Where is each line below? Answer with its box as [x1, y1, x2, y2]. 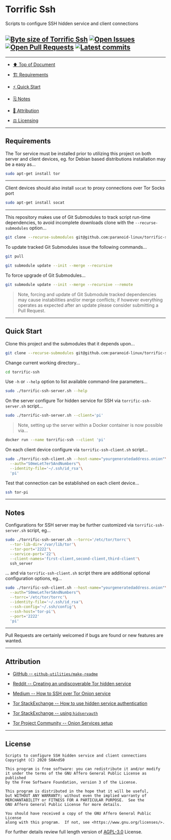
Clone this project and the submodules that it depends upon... [5, 340, 135, 346]
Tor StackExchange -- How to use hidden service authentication [12, 701, 148, 707]
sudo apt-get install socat [5, 200, 65, 206]
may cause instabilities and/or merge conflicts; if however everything [17, 297, 163, 303]
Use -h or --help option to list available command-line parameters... [5, 379, 148, 385]
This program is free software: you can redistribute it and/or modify [5, 767, 160, 772]
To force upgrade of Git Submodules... [5, 272, 86, 278]
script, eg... [27, 528, 51, 534]
